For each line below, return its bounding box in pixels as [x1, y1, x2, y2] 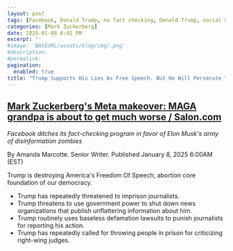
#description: [7, 49, 49, 56]
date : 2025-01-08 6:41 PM [7, 29, 82, 37]
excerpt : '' [7, 36, 42, 43]
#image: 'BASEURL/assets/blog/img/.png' [7, 42, 126, 49]
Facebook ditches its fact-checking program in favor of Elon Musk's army [7, 130, 219, 138]
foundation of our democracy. [7, 178, 92, 187]
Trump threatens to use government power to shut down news [17, 199, 196, 208]
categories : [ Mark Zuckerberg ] [7, 23, 98, 30]
